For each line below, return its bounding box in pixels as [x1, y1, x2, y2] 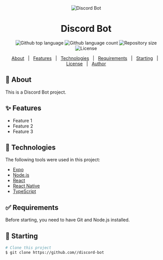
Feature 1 [12, 117, 32, 123]
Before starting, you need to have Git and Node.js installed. [5, 217, 130, 223]
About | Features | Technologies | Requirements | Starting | [11, 55, 158, 61]
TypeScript [12, 188, 36, 194]
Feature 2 [12, 123, 33, 129]
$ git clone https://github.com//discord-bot [5, 250, 104, 255]
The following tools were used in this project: [5, 157, 100, 163]
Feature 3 [12, 128, 33, 135]
